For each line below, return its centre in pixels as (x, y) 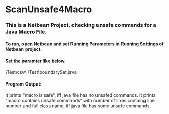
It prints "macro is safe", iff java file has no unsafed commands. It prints (80, 95)
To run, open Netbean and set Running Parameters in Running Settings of (84, 44)
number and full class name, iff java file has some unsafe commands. (78, 106)
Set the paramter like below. (36, 61)
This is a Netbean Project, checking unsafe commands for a (81, 25)
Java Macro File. (26, 32)
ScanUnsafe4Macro (49, 9)
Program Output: (23, 84)
